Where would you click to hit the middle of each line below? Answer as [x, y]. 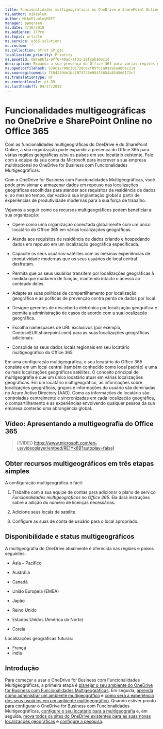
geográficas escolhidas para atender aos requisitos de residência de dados [81, 190]
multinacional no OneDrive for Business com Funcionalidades [66, 165]
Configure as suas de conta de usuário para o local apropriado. [75, 521]
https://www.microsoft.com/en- [65, 443]
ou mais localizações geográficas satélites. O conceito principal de [72, 372]
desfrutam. [23, 264]
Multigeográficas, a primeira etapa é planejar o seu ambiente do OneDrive [79, 685]
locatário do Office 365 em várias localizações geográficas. [72, 230]
